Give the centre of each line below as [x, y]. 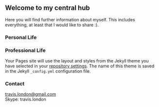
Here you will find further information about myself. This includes [70, 19]
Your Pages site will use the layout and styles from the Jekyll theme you [77, 61]
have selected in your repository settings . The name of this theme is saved [80, 66]
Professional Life [26, 50]
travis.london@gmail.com [31, 94]
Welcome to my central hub [47, 8]
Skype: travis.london [26, 99]
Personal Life [21, 37]
